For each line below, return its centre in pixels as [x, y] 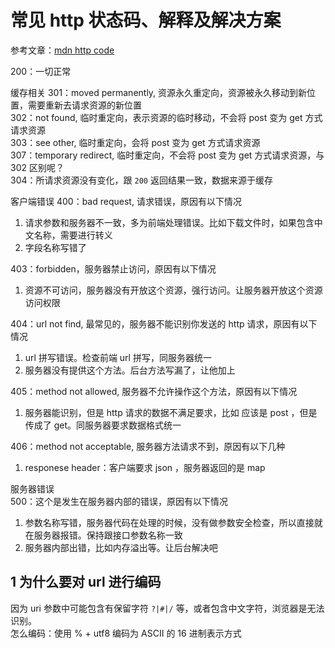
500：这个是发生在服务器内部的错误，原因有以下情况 [119, 501]
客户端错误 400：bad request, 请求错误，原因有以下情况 [126, 201]
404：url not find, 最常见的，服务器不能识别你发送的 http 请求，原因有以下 [164, 323]
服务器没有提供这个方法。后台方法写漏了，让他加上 [130, 370]
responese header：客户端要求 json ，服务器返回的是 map [145, 467]
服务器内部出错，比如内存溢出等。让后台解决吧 [121, 547]
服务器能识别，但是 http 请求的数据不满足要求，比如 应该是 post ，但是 [171, 412]
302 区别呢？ [37, 167]
